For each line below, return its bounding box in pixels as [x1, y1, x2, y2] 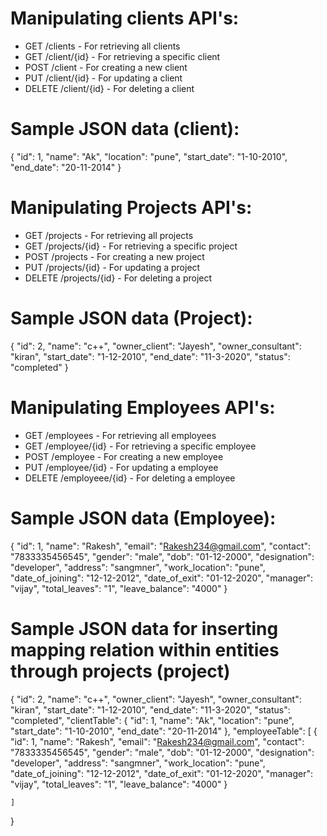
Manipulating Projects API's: [10, 197, 253, 219]
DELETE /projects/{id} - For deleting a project [24, 272, 213, 284]
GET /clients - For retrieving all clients [24, 40, 181, 52]
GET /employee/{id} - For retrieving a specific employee [24, 440, 257, 452]
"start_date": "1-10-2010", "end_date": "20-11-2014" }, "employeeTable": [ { [10, 725, 318, 737]
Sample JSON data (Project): [10, 307, 253, 329]
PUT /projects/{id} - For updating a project [24, 261, 201, 273]
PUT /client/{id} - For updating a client [24, 72, 183, 84]
